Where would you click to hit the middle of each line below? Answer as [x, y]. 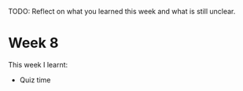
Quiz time [35, 80]
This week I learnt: [38, 64]
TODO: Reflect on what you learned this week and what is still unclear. [122, 11]
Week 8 [33, 43]
